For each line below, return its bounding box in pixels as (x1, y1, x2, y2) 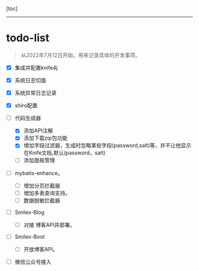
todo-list (6, 31, 50, 45)
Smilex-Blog (14, 208, 44, 215)
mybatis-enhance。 (14, 169, 63, 176)
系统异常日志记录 (14, 89, 57, 96)
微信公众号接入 (14, 259, 52, 265)
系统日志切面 (14, 77, 46, 83)
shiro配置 (14, 102, 38, 109)
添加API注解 (23, 127, 53, 134)
